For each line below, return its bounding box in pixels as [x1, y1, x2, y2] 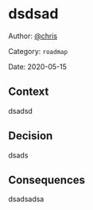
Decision [8, 129, 53, 143]
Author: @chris [8, 31, 58, 41]
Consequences [8, 173, 86, 187]
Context [8, 85, 49, 99]
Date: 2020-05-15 [8, 61, 68, 72]
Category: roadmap [8, 46, 68, 56]
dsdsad [8, 5, 59, 23]
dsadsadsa [8, 194, 45, 204]
